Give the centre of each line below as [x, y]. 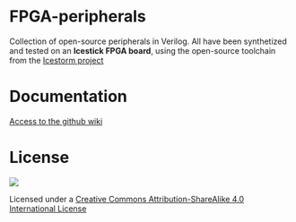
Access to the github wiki [56, 121]
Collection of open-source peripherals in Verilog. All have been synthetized [148, 41]
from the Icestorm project [57, 60]
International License [48, 209]
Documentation [69, 97]
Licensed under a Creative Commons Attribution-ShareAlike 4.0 [127, 199]
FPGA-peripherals [78, 17]
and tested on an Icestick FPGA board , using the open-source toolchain [143, 50]
